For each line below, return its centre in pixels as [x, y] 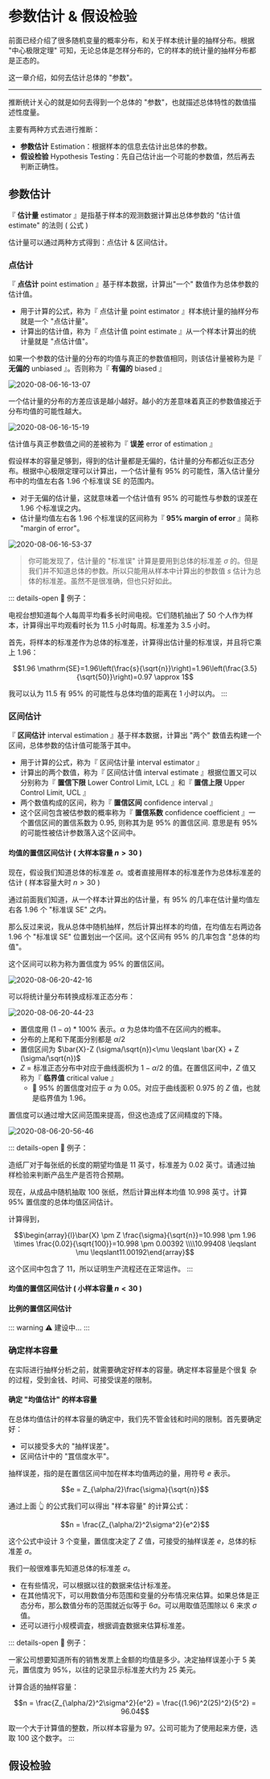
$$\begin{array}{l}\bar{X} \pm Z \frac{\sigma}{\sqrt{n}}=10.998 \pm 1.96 [135, 1235]
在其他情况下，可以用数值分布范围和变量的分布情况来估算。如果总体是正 [139, 1595]
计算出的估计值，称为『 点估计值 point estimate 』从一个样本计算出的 [135, 331]
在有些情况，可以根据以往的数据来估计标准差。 [97, 1585]
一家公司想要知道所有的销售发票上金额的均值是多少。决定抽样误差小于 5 [128, 1659]
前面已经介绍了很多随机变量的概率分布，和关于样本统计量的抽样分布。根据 [131, 40]
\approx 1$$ [174, 677]
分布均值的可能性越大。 [47, 412]
